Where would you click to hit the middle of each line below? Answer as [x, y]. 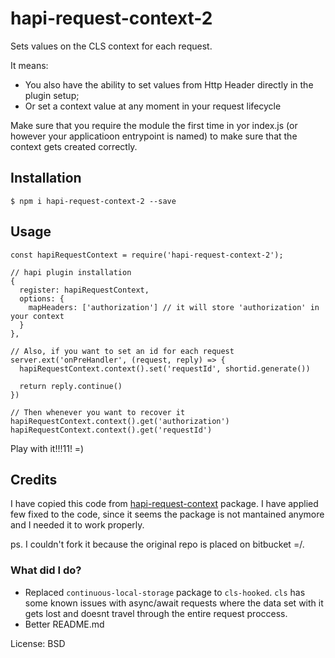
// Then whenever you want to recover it [98, 412]
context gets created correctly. [74, 146]
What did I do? [46, 570]
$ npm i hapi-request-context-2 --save [93, 201]
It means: [29, 65]
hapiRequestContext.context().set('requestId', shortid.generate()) [165, 368]
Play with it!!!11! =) [47, 448]
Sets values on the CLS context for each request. [111, 46]
